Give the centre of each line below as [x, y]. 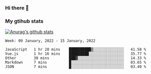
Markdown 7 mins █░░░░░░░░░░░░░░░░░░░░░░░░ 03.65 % [76, 63]
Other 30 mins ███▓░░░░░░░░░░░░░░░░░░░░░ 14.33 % [76, 58]
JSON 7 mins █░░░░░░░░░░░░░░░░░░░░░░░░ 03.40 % [76, 67]
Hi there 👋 [17, 8]
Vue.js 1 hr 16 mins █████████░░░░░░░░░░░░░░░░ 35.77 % [76, 54]
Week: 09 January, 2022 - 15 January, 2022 [50, 41]
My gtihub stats [24, 21]
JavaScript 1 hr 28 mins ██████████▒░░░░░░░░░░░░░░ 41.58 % [76, 50]
